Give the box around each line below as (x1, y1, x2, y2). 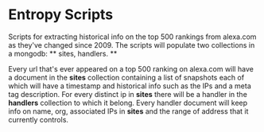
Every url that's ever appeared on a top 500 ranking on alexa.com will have (8, 64, 254, 73)
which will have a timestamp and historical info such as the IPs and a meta (8, 81, 252, 91)
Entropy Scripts (8, 6, 114, 24)
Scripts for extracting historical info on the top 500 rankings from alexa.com (8, 32, 257, 41)
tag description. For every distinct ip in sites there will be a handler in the (8, 89, 248, 99)
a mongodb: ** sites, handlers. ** (8, 49, 118, 58)
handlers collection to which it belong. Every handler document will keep (8, 98, 248, 107)
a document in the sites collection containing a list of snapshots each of (8, 72, 245, 82)
